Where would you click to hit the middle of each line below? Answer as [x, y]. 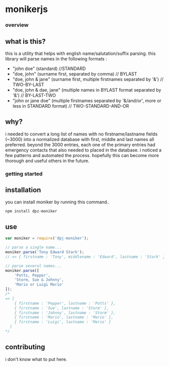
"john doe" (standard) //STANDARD [49, 68]
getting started [24, 174]
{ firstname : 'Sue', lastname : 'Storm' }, [62, 308]
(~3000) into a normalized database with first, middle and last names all [80, 139]
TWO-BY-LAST [28, 85]
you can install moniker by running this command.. [57, 202]
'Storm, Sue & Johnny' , [39, 280]
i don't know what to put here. [36, 359]
